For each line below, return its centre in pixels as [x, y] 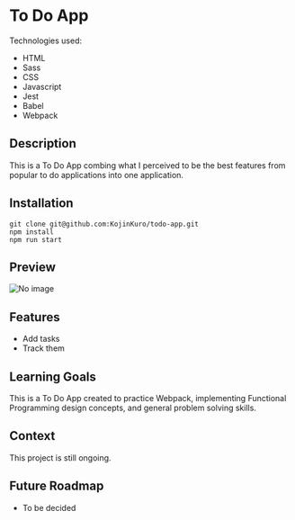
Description [43, 143]
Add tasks [41, 339]
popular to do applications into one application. [97, 175]
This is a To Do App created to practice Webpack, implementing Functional [148, 398]
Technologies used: [46, 40]
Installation [41, 203]
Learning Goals [53, 377]
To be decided [49, 507]
